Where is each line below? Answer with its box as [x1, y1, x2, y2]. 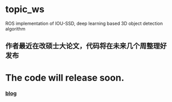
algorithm [5, 25, 26, 31]
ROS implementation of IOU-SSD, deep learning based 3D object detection [5, 20, 163, 26]
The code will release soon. [5, 72, 124, 83]
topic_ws [5, 4, 45, 15]
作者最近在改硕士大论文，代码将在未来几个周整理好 [5, 42, 167, 50]
